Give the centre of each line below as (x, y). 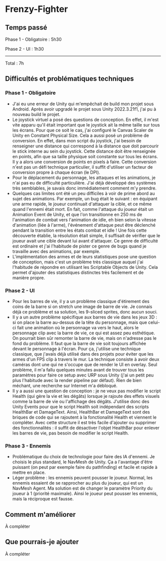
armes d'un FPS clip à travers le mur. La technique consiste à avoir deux (86, 359)
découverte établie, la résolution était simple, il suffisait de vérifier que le (86, 235)
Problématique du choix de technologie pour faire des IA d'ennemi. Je (83, 457)
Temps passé (26, 28)
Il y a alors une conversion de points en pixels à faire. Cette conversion (84, 162)
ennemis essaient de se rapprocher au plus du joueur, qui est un (78, 483)
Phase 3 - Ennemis (28, 446)
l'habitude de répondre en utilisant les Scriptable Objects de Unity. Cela (85, 267)
